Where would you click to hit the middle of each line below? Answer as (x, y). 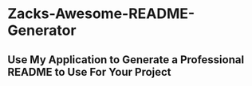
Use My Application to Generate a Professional (126, 60)
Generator (42, 30)
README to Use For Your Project (90, 72)
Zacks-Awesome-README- (101, 14)
